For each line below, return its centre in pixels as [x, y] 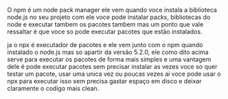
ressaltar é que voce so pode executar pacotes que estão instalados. [105, 31]
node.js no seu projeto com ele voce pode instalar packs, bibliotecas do [109, 17]
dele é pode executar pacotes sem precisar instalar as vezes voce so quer [112, 67]
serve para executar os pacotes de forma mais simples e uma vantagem [109, 59]
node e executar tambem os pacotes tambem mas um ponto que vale [105, 24]
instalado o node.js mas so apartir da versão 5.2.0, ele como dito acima [108, 52]
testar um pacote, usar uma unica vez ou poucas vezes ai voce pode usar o [114, 74]
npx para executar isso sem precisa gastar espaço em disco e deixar [104, 81]
